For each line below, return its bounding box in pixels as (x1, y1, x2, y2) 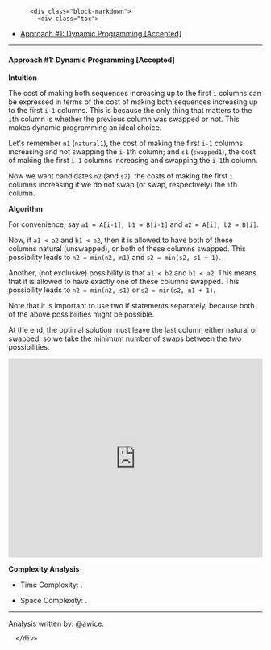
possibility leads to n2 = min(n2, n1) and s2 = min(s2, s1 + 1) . (8, 253, 222, 262)
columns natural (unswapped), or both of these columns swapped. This (8, 244, 246, 254)
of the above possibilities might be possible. (8, 309, 155, 319)
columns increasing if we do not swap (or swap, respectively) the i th (8, 180, 238, 190)
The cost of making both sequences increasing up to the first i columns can (8, 89, 262, 99)
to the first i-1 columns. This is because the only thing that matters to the (8, 106, 252, 115)
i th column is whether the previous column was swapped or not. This (8, 114, 240, 124)
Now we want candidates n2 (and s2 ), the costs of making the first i (8, 171, 234, 181)
